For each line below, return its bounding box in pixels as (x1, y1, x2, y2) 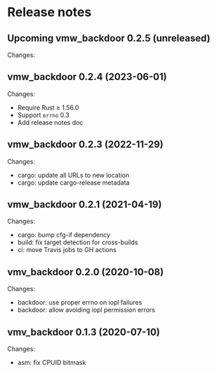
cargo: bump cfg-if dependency (17, 231, 111, 239)
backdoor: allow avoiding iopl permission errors (17, 306, 156, 314)
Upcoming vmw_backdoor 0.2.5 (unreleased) (7, 32, 211, 44)
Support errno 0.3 (17, 110, 70, 119)
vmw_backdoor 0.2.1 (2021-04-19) (7, 199, 162, 211)
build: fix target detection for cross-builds (17, 238, 138, 246)
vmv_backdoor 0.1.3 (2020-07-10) (7, 326, 160, 338)
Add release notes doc (17, 118, 84, 126)
